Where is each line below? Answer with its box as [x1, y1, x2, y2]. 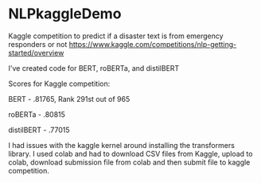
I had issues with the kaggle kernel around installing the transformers [8, 140, 235, 150]
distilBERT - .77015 [8, 125, 70, 134]
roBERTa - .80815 [8, 109, 66, 119]
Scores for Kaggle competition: [8, 79, 111, 88]
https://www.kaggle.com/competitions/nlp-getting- [68, 39, 237, 49]
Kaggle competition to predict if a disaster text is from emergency [8, 31, 224, 41]
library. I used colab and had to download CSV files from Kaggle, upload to [8, 149, 253, 158]
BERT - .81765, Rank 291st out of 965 [8, 94, 130, 103]
